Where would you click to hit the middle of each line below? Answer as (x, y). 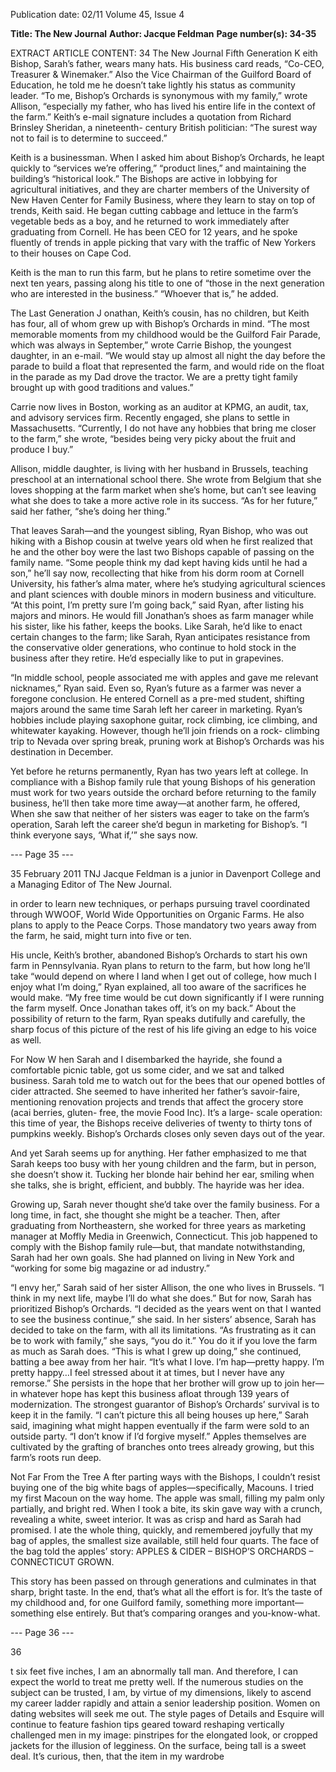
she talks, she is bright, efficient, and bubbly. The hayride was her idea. (157, 1185)
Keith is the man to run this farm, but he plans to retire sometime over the (161, 272)
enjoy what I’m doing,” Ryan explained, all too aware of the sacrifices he (158, 987)
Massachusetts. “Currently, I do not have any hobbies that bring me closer (163, 428)
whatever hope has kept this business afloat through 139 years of (154, 1393)
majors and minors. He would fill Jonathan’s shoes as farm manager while (162, 615)
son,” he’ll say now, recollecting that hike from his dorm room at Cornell (157, 573)
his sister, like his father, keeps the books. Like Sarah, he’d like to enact (156, 626)
